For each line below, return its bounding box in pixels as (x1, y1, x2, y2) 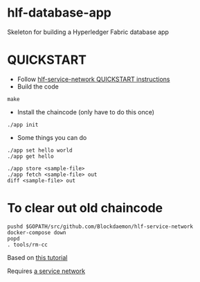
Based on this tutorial (7, 253, 68, 261)
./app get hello (7, 152, 54, 160)
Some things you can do (17, 133, 87, 141)
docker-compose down (7, 229, 67, 236)
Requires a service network (7, 267, 85, 275)
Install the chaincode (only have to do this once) (17, 107, 154, 116)
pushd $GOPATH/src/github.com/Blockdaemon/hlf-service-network (7, 223, 194, 230)
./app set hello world (7, 147, 73, 154)
